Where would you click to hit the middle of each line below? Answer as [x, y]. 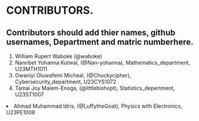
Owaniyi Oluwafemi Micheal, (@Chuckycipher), [73, 75]
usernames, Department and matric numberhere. [100, 42]
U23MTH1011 [31, 69]
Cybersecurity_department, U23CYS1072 [65, 82]
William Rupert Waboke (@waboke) [59, 56]
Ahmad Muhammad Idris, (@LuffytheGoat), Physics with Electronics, [98, 106]
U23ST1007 [29, 94]
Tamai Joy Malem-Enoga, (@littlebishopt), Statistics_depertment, [95, 88]
